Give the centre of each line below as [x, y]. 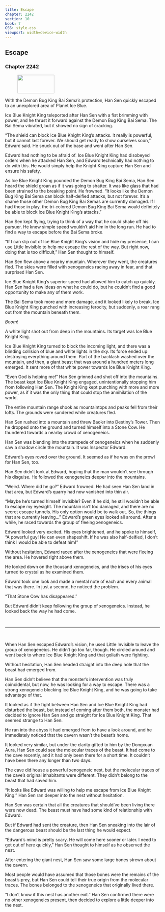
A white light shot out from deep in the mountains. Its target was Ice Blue [79, 331]
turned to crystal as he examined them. [45, 572]
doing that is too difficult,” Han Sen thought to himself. [60, 252]
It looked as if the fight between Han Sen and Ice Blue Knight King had [76, 704]
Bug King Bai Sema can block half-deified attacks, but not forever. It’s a [77, 196]
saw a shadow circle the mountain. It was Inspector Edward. [66, 447]
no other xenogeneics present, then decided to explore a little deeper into [80, 900]
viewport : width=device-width [36, 33]
